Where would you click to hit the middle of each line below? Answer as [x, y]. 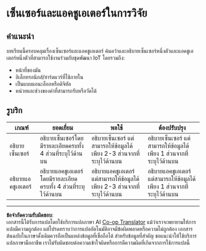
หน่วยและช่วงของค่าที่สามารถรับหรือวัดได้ [56, 91]
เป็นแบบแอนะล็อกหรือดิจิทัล [43, 84]
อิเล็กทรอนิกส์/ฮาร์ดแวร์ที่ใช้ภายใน [49, 77]
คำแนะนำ [20, 36]
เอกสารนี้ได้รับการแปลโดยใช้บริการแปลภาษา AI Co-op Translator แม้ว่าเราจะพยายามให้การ [101, 222]
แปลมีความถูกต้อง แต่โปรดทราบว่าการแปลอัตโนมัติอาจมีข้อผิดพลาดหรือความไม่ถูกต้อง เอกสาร [100, 229]
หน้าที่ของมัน [28, 70]
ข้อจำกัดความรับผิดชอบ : [30, 215]
